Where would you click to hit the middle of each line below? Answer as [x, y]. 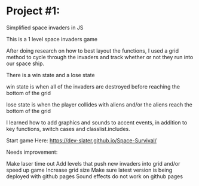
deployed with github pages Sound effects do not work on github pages [95, 176]
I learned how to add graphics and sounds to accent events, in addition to [97, 122]
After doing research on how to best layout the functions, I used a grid [93, 51]
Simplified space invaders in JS [45, 28]
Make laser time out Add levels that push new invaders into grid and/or [93, 163]
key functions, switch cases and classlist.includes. [68, 129]
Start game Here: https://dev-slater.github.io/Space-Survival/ [82, 140]
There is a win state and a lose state [50, 75]
